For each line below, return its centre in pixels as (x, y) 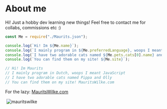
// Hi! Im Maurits (24, 68)
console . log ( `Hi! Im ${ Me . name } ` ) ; (42, 46)
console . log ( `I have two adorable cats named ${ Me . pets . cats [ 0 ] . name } (80, 55)
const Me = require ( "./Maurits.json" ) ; (46, 37)
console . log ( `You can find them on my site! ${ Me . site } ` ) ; (68, 59)
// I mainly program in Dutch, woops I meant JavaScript (65, 73)
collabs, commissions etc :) (33, 27)
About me (26, 9)
